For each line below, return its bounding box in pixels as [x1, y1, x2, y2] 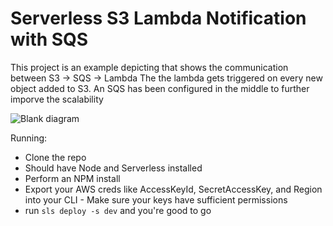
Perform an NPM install [24, 172, 121, 184]
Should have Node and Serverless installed [24, 162, 203, 174]
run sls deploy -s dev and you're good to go [24, 204, 212, 216]
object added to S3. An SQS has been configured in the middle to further [10, 82, 310, 94]
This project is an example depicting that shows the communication [10, 61, 289, 73]
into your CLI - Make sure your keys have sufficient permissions [24, 193, 288, 206]
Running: [10, 132, 48, 144]
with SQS [10, 28, 89, 51]
